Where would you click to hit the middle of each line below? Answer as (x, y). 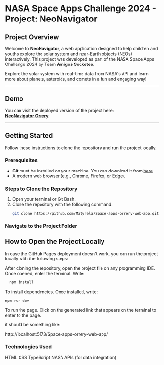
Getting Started (29, 136)
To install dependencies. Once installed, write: (51, 292)
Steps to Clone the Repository (41, 189)
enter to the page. (23, 315)
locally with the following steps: (37, 258)
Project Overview (32, 37)
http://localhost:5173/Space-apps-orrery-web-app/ (57, 334)
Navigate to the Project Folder (41, 226)
